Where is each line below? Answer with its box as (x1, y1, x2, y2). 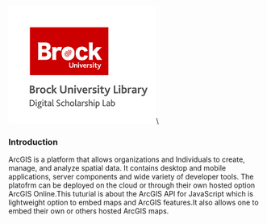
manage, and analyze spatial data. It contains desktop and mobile (8, 163, 227, 173)
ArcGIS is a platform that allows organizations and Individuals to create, (8, 154, 246, 164)
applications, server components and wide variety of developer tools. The (8, 172, 254, 182)
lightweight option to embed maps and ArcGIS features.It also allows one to (8, 197, 260, 208)
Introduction (8, 136, 58, 147)
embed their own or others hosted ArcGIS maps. (8, 206, 169, 216)
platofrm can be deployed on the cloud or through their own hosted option (8, 180, 256, 190)
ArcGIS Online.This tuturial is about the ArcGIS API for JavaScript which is (8, 189, 254, 199)
